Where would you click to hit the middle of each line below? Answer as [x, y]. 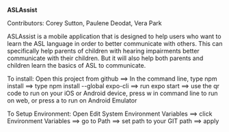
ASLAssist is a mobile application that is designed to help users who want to [114, 36]
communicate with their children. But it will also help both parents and [105, 58]
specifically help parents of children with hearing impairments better [103, 51]
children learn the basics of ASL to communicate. [77, 65]
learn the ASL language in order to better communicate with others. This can [115, 43]
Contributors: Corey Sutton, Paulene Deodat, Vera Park [84, 23]
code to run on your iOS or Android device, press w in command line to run [112, 93]
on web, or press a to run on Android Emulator [72, 101]
